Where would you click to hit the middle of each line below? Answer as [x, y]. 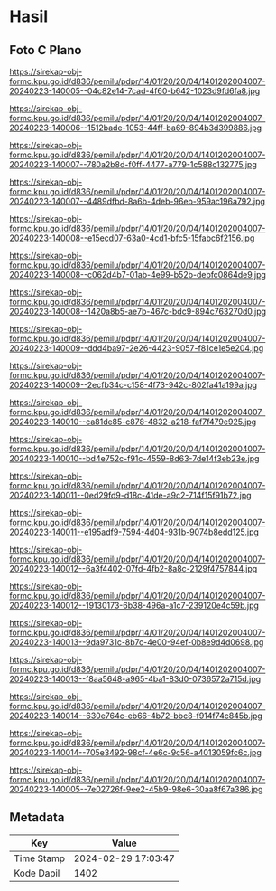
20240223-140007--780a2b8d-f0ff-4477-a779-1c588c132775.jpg [133, 164]
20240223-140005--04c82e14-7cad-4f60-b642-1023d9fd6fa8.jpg [135, 91]
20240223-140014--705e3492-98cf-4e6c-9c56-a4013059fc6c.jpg [135, 752]
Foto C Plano [46, 50]
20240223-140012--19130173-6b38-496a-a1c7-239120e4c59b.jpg [134, 605]
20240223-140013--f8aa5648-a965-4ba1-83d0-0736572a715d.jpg [135, 679]
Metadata [37, 817]
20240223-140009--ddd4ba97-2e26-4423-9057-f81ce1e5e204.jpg [137, 348]
